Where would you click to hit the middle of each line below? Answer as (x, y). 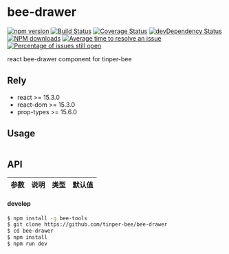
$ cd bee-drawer (30, 231)
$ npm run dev (28, 244)
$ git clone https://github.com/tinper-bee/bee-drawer (87, 224)
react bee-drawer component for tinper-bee (69, 59)
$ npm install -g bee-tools (47, 218)
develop (19, 203)
